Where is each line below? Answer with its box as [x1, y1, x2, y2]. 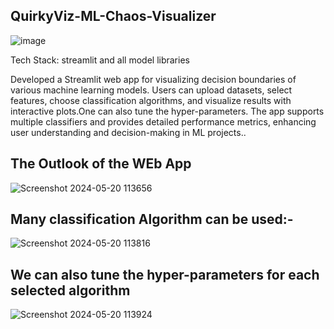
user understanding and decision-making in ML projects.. [10, 126, 247, 138]
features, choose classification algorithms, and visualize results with [10, 94, 292, 106]
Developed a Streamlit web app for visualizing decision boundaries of [10, 73, 297, 85]
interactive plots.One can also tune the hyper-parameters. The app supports [10, 105, 325, 117]
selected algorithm [10, 282, 131, 299]
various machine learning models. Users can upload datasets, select [10, 84, 293, 96]
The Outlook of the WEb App [10, 155, 192, 173]
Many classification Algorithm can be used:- [10, 211, 294, 228]
